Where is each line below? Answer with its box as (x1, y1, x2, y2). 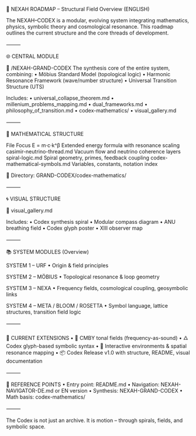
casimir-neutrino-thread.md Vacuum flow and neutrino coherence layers (6, 148, 181, 155)
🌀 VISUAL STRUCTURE (6, 195, 61, 202)
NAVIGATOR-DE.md (6, 387, 54, 394)
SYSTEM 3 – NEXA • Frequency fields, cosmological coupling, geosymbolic (6, 285, 188, 291)
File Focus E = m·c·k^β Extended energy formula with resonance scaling (6, 142, 180, 149)
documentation (6, 357, 43, 365)
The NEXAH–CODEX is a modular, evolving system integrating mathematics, (6, 17, 189, 23)
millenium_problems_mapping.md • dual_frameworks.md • (6, 101, 148, 108)
